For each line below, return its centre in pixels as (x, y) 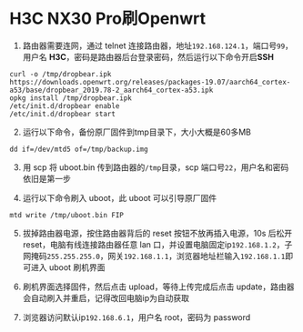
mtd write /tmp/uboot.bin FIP (67, 215)
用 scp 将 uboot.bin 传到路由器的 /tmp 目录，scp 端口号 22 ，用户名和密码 (156, 167)
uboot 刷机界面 (77, 267)
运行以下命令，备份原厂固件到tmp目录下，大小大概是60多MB (137, 132)
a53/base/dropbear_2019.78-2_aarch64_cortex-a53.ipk (111, 90)
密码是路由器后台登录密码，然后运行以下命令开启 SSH (174, 56)
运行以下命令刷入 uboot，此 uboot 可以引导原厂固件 (120, 197)
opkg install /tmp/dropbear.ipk (71, 98)
